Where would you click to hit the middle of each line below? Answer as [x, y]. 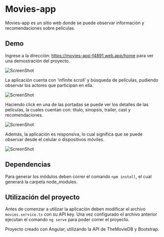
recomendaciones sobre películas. [40, 28]
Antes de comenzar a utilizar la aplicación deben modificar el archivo [75, 209]
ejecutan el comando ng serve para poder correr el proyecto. [67, 220]
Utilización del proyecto [42, 197]
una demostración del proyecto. [38, 61]
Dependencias [28, 165]
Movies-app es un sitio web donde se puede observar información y [75, 23]
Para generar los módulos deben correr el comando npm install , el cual [79, 176]
